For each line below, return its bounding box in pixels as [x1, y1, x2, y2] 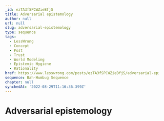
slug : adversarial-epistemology [5, 25, 71, 30]
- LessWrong [9, 39, 34, 44]
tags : [5, 35, 16, 40]
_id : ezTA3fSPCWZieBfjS [5, 7, 54, 12]
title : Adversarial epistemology [5, 12, 73, 17]
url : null [5, 20, 25, 26]
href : [5, 71, 16, 76]
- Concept [9, 43, 29, 48]
